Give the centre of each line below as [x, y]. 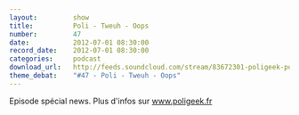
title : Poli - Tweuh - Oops [79, 26]
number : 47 [45, 34]
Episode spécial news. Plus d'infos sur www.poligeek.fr [111, 101]
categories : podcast [55, 59]
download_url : [36, 68]
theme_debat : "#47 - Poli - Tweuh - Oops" [95, 76]
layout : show [49, 17]
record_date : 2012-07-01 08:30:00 [79, 51]
